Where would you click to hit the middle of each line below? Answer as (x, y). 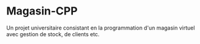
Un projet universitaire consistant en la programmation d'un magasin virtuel (101, 28)
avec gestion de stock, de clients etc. (53, 34)
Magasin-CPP (42, 11)
